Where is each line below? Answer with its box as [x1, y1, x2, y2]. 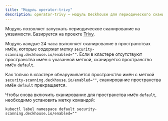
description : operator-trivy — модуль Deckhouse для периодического [5, 12, 151, 17]
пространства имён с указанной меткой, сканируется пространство [5, 56, 152, 62]
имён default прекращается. [5, 82, 67, 88]
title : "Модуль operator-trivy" [5, 7, 72, 12]
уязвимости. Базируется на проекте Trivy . [5, 31, 95, 37]
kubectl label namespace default [5, 107, 75, 112]
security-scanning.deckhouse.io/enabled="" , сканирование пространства [5, 77, 161, 83]
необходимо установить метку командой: [5, 97, 95, 103]
